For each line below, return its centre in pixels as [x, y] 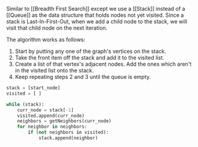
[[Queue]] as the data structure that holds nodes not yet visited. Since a [95, 15]
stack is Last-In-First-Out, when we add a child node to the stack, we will [97, 21]
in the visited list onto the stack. [54, 70]
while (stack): [25, 104]
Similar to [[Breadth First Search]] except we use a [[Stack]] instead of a [96, 9]
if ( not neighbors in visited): [69, 133]
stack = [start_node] [33, 88]
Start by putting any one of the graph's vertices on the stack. [91, 51]
